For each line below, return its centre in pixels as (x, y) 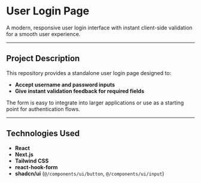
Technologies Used (43, 133)
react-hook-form (36, 167)
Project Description (43, 58)
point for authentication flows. (43, 109)
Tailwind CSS (32, 161)
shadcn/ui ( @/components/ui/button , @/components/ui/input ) (89, 173)
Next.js (24, 154)
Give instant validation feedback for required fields (80, 91)
